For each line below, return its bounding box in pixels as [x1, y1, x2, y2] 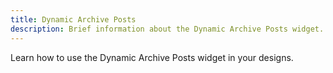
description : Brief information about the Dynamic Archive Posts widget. [10, 24, 325, 34]
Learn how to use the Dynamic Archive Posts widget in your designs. [10, 51, 294, 63]
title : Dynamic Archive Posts [10, 14, 137, 25]
